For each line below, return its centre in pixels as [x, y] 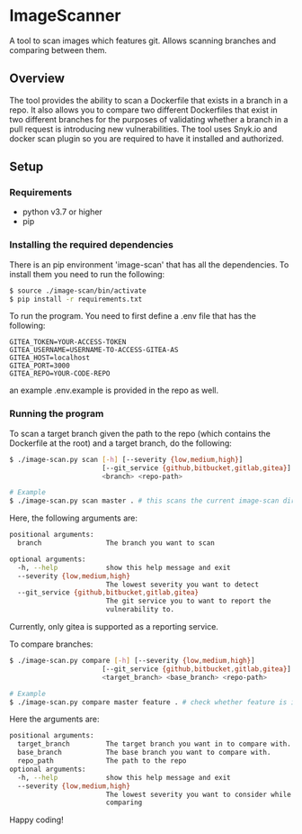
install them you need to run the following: [87, 274]
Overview [37, 79]
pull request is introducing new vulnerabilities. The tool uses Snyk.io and [143, 129]
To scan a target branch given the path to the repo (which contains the [140, 433]
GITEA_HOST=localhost [50, 358]
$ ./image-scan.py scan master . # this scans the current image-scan [144, 501]
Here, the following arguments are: [73, 518]
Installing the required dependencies [91, 245]
